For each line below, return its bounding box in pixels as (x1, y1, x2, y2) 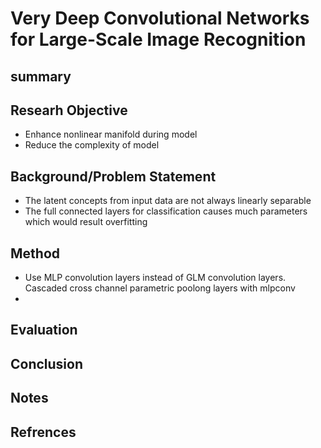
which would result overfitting (24, 216, 148, 228)
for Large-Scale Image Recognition (10, 28, 307, 51)
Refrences (10, 423, 77, 441)
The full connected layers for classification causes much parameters (24, 205, 308, 217)
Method (10, 245, 61, 262)
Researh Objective (10, 102, 128, 119)
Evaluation (10, 322, 78, 339)
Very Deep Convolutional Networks (10, 7, 310, 30)
